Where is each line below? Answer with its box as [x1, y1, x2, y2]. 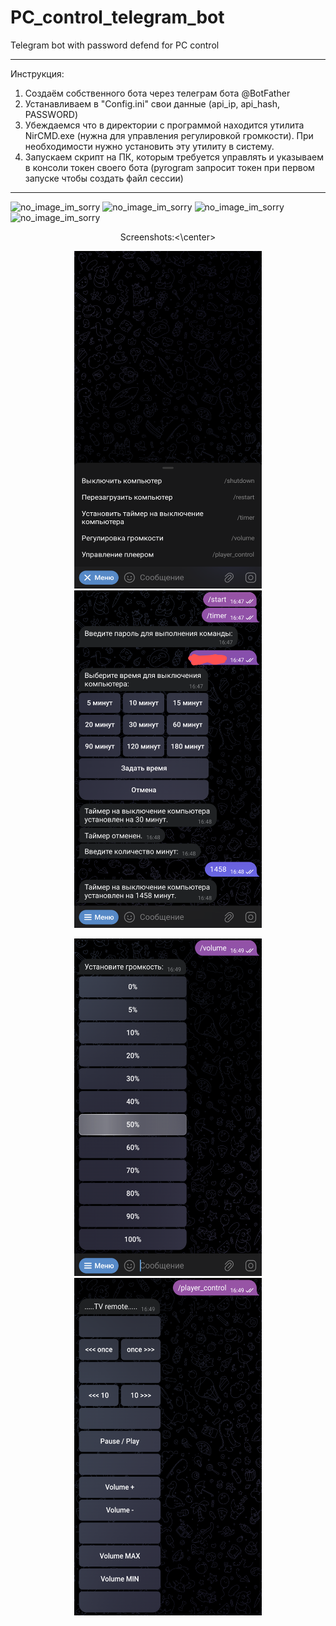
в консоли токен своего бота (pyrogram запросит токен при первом [24, 161, 315, 173]
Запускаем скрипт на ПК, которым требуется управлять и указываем [24, 151, 325, 163]
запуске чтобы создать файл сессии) [24, 172, 184, 184]
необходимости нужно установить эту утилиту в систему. [24, 140, 275, 152]
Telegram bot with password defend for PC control [10, 39, 220, 51]
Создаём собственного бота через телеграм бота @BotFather [24, 87, 291, 99]
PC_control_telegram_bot [10, 6, 225, 29]
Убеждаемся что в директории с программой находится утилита [24, 119, 305, 131]
